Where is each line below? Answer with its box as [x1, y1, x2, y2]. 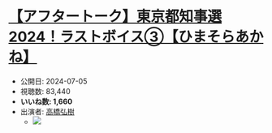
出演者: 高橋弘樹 [19, 106, 75, 116]
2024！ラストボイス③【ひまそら [8, 28, 235, 46]
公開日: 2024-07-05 [19, 76, 88, 86]
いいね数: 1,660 [19, 97, 73, 106]
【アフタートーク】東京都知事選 [8, 7, 222, 26]
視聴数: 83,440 [19, 86, 71, 96]
